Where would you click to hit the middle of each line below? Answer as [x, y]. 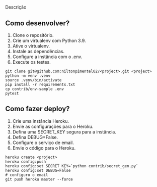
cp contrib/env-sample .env [35, 89]
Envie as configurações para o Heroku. [53, 126]
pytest [12, 93]
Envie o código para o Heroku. [44, 148]
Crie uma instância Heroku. [41, 121]
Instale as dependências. [38, 51]
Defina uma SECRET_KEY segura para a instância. [64, 132]
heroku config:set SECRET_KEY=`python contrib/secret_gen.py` [72, 166]
